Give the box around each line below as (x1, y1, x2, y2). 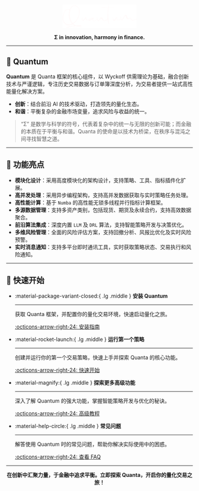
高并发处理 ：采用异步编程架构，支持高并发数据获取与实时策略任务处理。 (14, 192, 191, 199)
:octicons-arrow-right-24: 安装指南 (14, 323, 100, 330)
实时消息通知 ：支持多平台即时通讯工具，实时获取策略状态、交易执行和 (14, 243, 187, 250)
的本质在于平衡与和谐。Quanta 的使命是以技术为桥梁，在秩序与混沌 (20, 128, 185, 135)
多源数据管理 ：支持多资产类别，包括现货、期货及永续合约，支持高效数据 (14, 206, 191, 213)
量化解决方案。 (11, 88, 48, 95)
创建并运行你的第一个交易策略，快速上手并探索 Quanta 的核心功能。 (14, 353, 181, 361)
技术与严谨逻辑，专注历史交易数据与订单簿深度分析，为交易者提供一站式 (6, 81, 182, 87)
